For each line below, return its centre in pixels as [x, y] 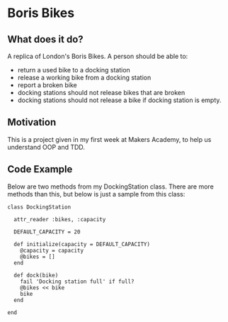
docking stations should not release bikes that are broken [101, 93]
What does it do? [45, 39]
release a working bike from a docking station [84, 77]
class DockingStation [39, 207]
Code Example [40, 169]
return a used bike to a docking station [74, 70]
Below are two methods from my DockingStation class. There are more [110, 187]
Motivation [32, 122]
